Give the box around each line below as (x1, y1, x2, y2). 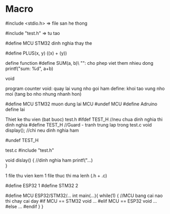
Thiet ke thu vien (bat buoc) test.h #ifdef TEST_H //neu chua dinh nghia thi (5, 116, 163, 122)
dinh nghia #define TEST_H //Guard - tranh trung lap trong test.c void (5, 121, 152, 128)
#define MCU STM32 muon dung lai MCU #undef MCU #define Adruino (5, 101, 158, 107)
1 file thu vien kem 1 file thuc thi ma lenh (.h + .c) (5, 172, 107, 179)
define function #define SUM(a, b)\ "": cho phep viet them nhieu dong (5, 60, 154, 66)
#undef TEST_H (5, 137, 39, 143)
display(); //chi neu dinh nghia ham (5, 127, 79, 133)
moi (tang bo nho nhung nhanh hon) (5, 91, 82, 97)
